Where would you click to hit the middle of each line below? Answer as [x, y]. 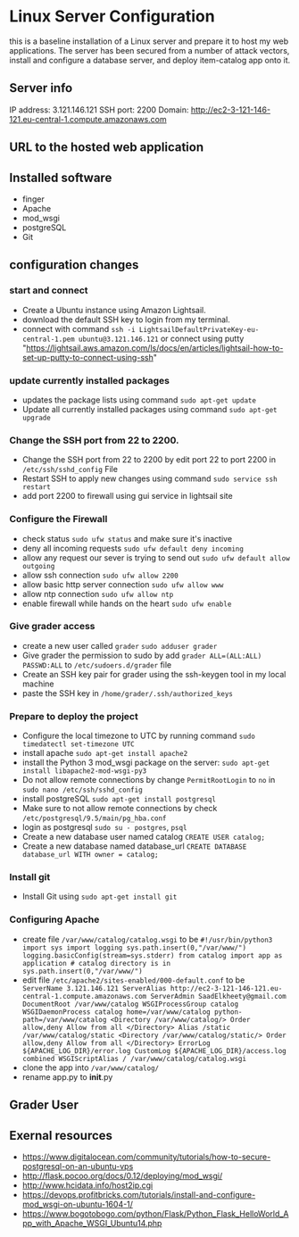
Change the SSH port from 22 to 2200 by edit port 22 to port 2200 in [149, 460]
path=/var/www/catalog [64, 1019]
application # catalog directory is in [96, 963]
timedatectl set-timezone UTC [79, 744]
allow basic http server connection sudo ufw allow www [123, 584]
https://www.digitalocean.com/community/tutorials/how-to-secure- [146, 1157]
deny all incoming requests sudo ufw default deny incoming [133, 548]
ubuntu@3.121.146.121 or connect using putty [162, 338]
